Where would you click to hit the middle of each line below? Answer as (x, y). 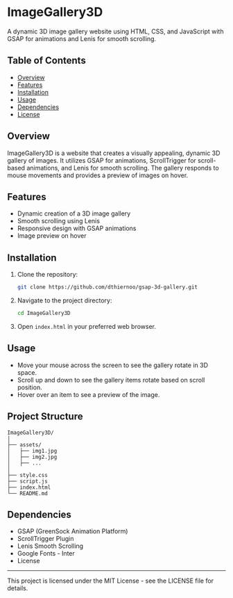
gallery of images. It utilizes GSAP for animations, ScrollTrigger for (102, 160)
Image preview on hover (52, 236)
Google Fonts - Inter (46, 553)
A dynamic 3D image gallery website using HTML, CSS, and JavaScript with (115, 31)
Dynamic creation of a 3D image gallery (74, 213)
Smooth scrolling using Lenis (59, 221)
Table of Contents (47, 61)
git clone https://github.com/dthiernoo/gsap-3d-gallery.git (107, 287)
